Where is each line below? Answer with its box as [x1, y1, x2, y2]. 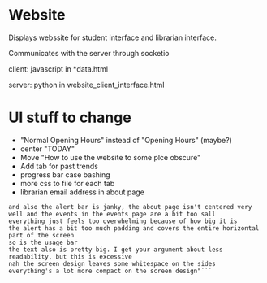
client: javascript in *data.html [8, 63, 108, 74]
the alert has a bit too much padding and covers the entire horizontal [8, 224, 260, 233]
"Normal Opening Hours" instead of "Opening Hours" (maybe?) [19, 135, 233, 145]
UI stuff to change [8, 108, 131, 127]
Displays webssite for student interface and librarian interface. [8, 33, 217, 42]
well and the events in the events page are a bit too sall [8, 210, 217, 218]
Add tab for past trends [19, 161, 99, 171]
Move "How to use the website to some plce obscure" [19, 152, 201, 162]
